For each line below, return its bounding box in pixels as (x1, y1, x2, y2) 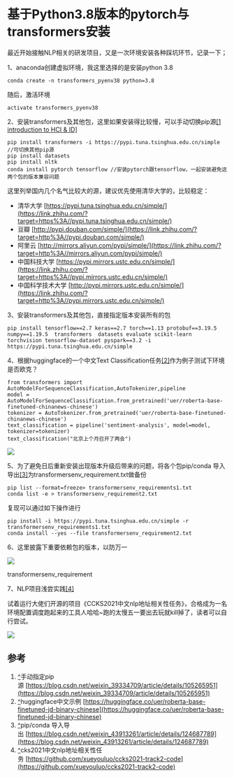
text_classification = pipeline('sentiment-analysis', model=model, (7, 421, 211, 429)
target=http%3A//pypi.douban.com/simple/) (17, 232, 145, 241)
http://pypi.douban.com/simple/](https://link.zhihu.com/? (34, 225, 198, 233)
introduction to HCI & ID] (7, 125, 78, 134)
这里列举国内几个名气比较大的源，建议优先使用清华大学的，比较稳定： (7, 186, 210, 194)
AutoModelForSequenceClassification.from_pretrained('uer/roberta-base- (7, 397, 224, 404)
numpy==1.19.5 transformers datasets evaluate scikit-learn (7, 330, 192, 338)
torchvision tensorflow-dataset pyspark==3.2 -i (7, 337, 152, 344)
